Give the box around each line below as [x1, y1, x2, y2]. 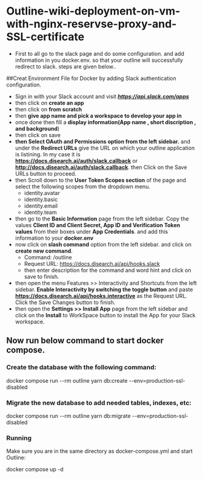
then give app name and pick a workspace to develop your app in [15, 112, 182, 119]
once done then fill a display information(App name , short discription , [15, 118, 196, 125]
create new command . [15, 247, 73, 254]
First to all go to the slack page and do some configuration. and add [15, 50, 185, 57]
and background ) [15, 125, 60, 132]
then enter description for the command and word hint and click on [24, 266, 191, 274]
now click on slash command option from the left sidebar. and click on [15, 240, 192, 248]
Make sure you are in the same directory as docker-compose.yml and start [6, 448, 193, 455]
